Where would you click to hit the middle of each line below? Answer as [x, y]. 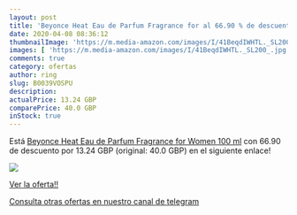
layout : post [33, 17]
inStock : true [35, 116]
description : [33, 91]
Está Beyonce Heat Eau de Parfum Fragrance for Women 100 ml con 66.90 [145, 142]
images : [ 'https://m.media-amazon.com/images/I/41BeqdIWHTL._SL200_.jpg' [150, 50]
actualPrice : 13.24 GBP [53, 100]
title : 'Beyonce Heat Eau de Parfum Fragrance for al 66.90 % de [132, 26]
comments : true [37, 58]
